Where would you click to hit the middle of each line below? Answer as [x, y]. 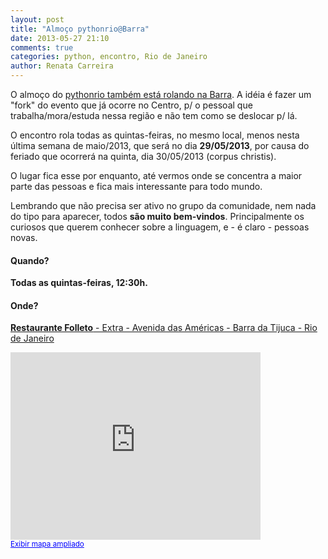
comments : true [42, 47]
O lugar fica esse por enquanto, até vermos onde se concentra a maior [156, 175]
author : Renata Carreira [62, 66]
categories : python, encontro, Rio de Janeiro [109, 57]
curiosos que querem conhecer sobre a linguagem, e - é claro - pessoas [160, 227]
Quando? [30, 260]
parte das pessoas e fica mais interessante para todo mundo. [136, 186]
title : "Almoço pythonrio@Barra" [80, 29]
